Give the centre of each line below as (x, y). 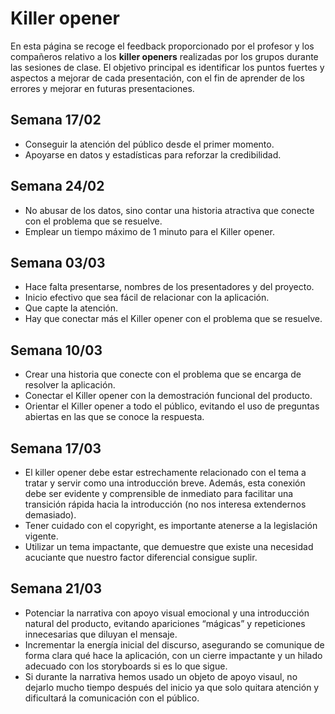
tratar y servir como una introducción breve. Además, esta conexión (165, 483)
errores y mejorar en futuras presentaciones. (102, 88)
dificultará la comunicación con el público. (112, 698)
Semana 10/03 (56, 350)
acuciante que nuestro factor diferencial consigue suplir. (141, 557)
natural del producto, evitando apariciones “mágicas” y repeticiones (165, 623)
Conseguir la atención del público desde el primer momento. (149, 144)
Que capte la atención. (71, 308)
